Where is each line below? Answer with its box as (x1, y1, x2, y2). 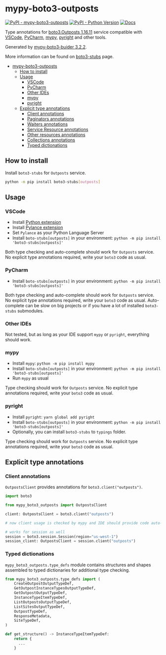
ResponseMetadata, (14, 613, 52, 618)
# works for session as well (5, 529, 65, 534)
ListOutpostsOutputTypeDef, (14, 599, 72, 604)
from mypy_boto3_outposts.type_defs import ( (5, 577, 100, 582)
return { (14, 636, 32, 642)
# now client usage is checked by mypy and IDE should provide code (5, 521, 149, 525)
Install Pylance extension (12, 224, 63, 231)
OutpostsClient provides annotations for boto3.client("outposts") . (5, 484, 143, 490)
